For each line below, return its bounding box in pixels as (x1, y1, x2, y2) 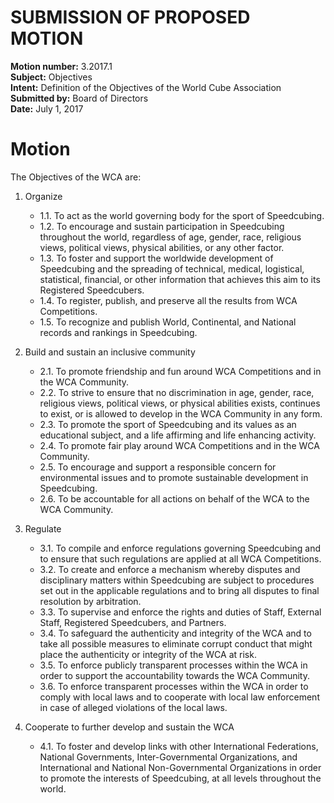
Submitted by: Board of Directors (10, 92, 149, 104)
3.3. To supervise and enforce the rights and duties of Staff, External (39, 606, 322, 618)
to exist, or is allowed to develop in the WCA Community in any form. (39, 407, 323, 420)
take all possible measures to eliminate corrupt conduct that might (39, 637, 313, 650)
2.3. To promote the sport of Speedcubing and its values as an (39, 418, 297, 430)
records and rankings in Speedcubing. (39, 326, 198, 338)
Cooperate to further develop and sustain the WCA (24, 721, 235, 733)
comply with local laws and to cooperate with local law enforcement (39, 691, 320, 703)
